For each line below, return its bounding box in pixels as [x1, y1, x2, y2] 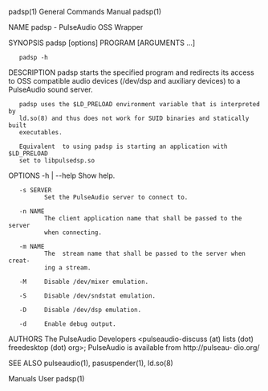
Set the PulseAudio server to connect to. [43, 193, 189, 201]
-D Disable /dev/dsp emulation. [18, 306, 142, 314]
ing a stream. [43, 264, 91, 272]
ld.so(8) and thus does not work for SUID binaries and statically [18, 114, 250, 122]
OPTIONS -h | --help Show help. [8, 171, 116, 180]
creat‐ [8, 257, 30, 265]
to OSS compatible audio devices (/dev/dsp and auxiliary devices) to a [8, 76, 241, 85]
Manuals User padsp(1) [8, 374, 85, 383]
